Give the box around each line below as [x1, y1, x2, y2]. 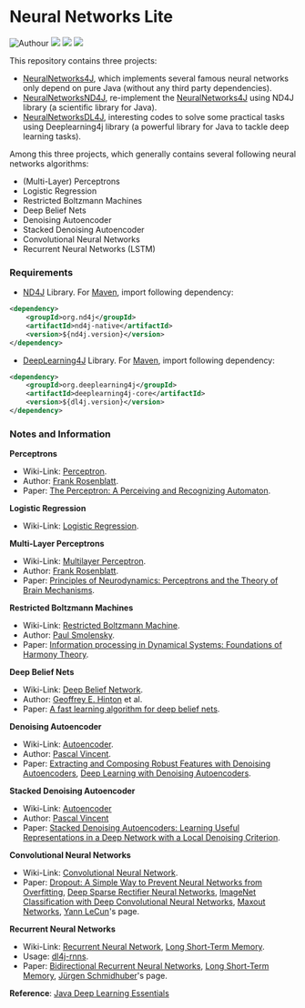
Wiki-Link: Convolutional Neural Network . [22, 867, 178, 879]
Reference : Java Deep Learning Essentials [9, 988, 170, 999]
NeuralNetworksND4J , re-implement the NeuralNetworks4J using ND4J [22, 92, 294, 103]
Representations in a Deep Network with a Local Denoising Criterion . [22, 832, 280, 843]
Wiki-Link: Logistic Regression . [22, 520, 139, 531]
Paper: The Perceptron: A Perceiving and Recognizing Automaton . [22, 485, 271, 497]
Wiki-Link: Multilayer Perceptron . [22, 556, 147, 567]
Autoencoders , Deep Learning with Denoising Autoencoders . [22, 768, 252, 779]
